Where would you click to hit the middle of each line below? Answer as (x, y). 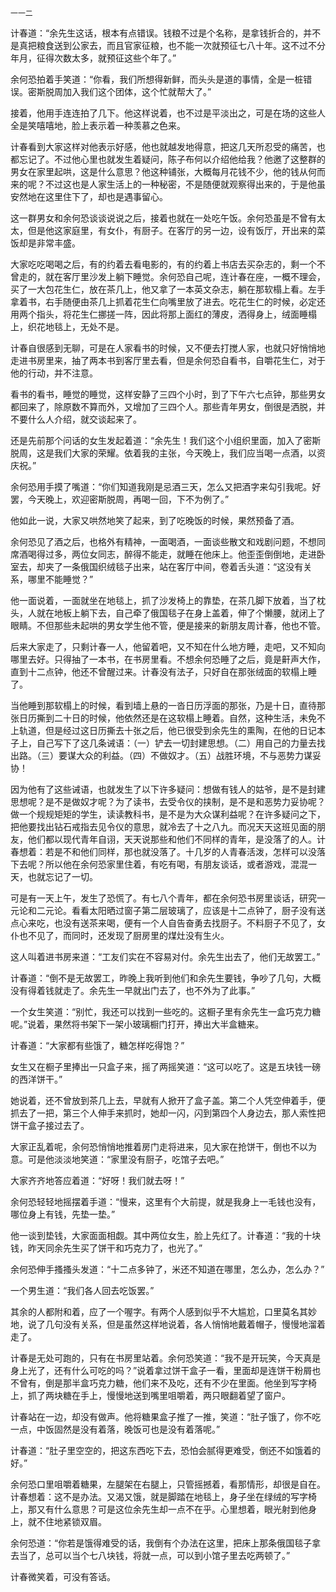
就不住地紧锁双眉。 (67, 1521)
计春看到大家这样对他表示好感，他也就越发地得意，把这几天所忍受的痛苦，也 (168, 146)
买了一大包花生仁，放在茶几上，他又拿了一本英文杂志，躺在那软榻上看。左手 (168, 289)
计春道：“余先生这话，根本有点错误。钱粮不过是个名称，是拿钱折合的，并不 (166, 33)
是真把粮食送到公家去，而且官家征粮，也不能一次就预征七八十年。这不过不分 (168, 45)
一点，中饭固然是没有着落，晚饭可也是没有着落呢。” (115, 1429)
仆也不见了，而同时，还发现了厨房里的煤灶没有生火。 (120, 935)
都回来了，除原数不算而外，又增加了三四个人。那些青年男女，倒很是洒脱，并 (168, 406)
